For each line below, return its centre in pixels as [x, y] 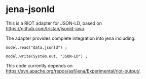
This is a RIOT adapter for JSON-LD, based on [54, 23]
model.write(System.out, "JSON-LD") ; [47, 56]
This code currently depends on [39, 65]
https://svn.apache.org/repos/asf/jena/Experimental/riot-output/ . [73, 71]
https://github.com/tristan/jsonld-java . [46, 28]
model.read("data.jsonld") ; [36, 47]
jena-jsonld [30, 9]
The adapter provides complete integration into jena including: [71, 38]
